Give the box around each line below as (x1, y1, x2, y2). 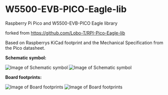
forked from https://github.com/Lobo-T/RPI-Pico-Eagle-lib (5, 30, 125, 36)
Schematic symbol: (5, 54, 47, 61)
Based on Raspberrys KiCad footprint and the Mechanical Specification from (5, 39, 163, 46)
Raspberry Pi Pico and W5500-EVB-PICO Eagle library (5, 20, 118, 26)
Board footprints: (5, 74, 42, 80)
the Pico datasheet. (5, 45, 46, 51)
